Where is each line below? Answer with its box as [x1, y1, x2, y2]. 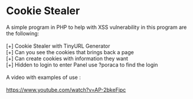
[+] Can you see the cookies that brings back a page [6, 48, 134, 55]
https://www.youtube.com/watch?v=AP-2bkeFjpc [6, 86, 126, 93]
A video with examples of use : [6, 74, 81, 81]
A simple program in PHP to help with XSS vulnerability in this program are [6, 24, 187, 31]
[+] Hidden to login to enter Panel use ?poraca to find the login [6, 61, 158, 68]
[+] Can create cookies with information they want [6, 55, 129, 62]
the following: [6, 29, 40, 37]
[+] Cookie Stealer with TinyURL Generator [6, 42, 110, 49]
